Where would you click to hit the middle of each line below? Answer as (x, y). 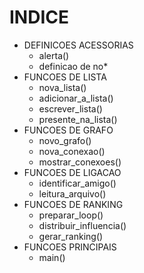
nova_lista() (62, 87)
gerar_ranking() (71, 236)
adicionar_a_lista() (76, 98)
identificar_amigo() (77, 183)
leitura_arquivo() (72, 193)
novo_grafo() (65, 140)
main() (52, 257)
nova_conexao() (72, 151)
